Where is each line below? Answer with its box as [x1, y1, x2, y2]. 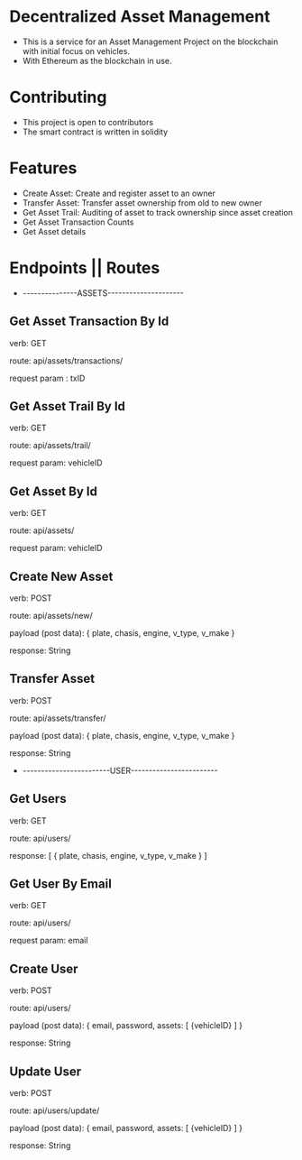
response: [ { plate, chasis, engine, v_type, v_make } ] [9, 850, 207, 861]
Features [9, 158, 78, 179]
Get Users [9, 791, 67, 806]
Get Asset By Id [9, 483, 97, 499]
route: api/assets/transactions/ [9, 354, 124, 366]
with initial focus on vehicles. [22, 45, 131, 56]
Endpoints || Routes [9, 258, 160, 278]
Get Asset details [22, 226, 87, 236]
